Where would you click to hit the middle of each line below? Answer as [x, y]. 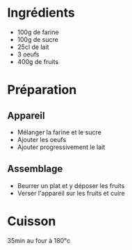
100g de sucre [38, 39]
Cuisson [32, 221]
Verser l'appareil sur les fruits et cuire [71, 193]
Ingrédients [41, 13]
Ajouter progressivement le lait [61, 147]
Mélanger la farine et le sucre [59, 132]
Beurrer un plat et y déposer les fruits [71, 185]
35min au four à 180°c [39, 240]
